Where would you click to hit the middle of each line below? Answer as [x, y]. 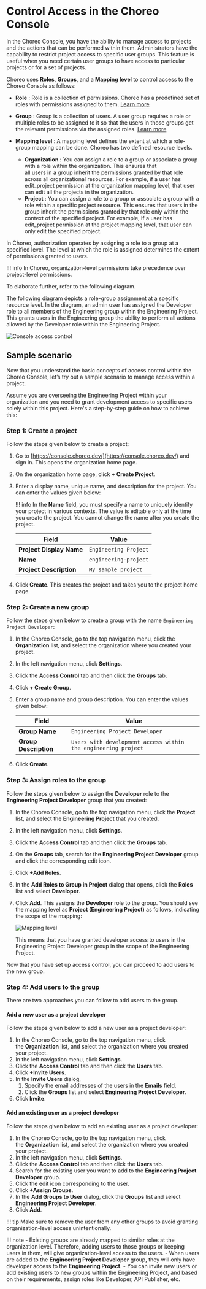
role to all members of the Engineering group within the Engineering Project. [102, 311]
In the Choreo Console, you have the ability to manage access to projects [99, 41]
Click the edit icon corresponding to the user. [72, 1184]
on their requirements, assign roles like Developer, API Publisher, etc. [93, 1279]
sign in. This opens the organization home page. [76, 463]
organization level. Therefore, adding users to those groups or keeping [96, 1247]
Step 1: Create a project [42, 431]
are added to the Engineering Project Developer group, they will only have [101, 1260]
